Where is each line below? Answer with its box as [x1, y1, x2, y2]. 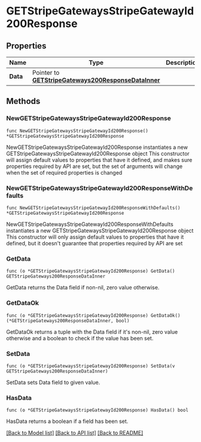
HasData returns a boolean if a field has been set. [6, 417, 129, 425]
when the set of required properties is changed [6, 169, 123, 176]
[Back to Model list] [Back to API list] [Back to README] [6, 429, 144, 437]
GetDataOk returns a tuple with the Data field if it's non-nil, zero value [6, 328, 178, 336]
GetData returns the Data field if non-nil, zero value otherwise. [6, 284, 160, 291]
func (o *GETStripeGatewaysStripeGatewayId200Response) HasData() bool [6, 407, 188, 413]
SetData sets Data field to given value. [6, 379, 100, 386]
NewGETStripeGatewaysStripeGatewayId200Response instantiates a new [6, 144, 188, 151]
